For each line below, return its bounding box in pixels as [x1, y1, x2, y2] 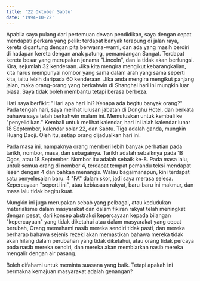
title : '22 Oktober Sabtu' [6, 8, 73, 15]
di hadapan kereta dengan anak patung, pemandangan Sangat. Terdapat [6, 50, 185, 57]
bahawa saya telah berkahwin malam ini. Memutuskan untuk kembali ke [6, 112, 183, 120]
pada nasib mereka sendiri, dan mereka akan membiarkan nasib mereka [6, 243, 183, 251]
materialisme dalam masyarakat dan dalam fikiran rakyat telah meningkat [6, 205, 186, 212]
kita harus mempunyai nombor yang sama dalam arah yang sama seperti [6, 69, 185, 76]
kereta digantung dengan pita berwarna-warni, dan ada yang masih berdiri [6, 43, 190, 51]
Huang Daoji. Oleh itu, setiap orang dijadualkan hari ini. [6, 131, 141, 138]
